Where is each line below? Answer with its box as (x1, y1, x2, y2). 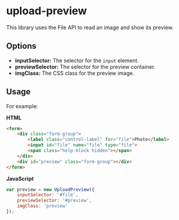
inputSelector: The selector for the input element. (14, 56, 139, 64)
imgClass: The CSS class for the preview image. (14, 70, 134, 77)
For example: (6, 102, 39, 109)
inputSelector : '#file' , (17, 192, 79, 198)
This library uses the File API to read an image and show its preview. (6, 24, 174, 31)
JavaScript (6, 175, 34, 182)
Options (6, 41, 37, 51)
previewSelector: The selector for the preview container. (14, 63, 156, 70)
